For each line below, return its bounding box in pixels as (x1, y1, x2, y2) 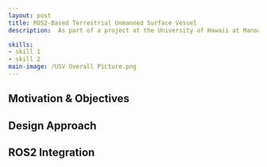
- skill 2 (8, 55, 41, 63)
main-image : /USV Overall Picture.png (8, 63, 137, 71)
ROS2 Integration (8, 146, 95, 159)
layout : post (8, 11, 52, 20)
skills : (8, 40, 34, 48)
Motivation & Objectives (8, 92, 130, 105)
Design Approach (8, 119, 97, 132)
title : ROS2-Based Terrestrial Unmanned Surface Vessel (8, 19, 197, 27)
